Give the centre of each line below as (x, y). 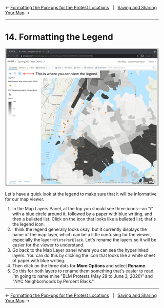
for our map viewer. (25, 199)
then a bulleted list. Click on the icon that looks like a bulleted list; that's (84, 219)
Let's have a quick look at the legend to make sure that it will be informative (81, 194)
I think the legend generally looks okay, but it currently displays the (80, 229)
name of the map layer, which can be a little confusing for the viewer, (82, 235)
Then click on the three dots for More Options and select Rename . (79, 266)
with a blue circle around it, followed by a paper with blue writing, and (82, 214)
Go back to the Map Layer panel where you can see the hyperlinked (80, 250)
